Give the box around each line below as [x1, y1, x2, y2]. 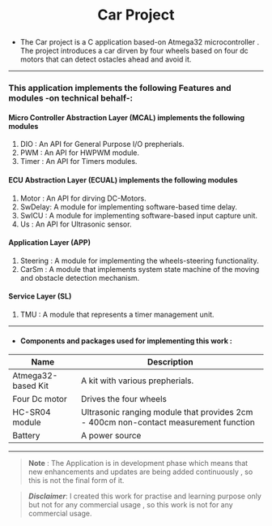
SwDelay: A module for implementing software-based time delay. [19, 201, 237, 212]
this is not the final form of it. [28, 476, 125, 485]
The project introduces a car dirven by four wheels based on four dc [19, 46, 249, 56]
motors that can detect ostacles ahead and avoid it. [19, 54, 192, 64]
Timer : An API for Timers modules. [19, 157, 138, 166]
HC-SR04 [12, 407, 51, 418]
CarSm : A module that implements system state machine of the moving [19, 264, 260, 274]
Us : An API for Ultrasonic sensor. [19, 219, 132, 229]
